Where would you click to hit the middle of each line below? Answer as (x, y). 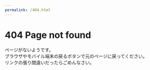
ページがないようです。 (29, 50)
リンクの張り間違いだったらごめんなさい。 (49, 62)
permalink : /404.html (28, 10)
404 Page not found (48, 35)
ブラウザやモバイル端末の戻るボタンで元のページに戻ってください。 (76, 56)
